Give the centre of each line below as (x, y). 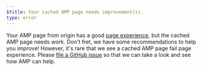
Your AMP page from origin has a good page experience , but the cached (98, 35)
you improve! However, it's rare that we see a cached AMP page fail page (99, 48)
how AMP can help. (31, 61)
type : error (21, 18)
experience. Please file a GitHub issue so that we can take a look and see (99, 54)
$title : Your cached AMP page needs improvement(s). (75, 12)
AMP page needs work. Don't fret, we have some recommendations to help (101, 42)
